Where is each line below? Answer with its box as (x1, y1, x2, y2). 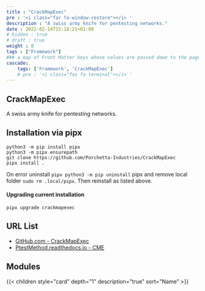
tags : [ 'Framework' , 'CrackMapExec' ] (17, 65, 113, 72)
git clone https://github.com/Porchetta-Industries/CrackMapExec (6, 154, 176, 160)
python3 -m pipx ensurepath (6, 149, 78, 156)
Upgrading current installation (6, 191, 85, 198)
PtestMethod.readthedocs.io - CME (15, 243, 105, 251)
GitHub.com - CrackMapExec (15, 237, 90, 245)
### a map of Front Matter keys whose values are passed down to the (6, 54, 187, 60)
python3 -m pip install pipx (6, 144, 81, 150)
